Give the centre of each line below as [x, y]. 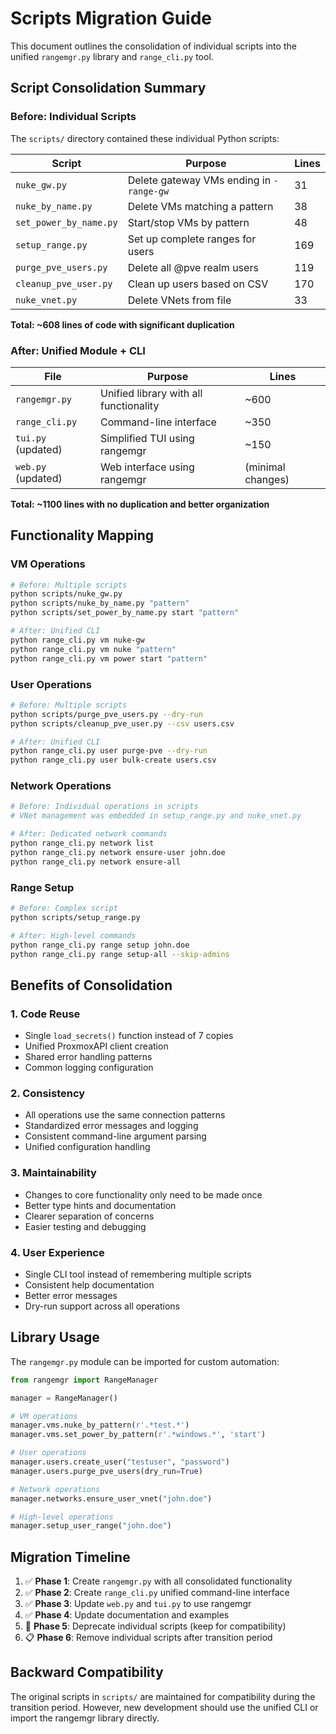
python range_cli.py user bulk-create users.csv [113, 760]
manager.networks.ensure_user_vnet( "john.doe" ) [111, 1498]
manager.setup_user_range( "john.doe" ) [91, 1526]
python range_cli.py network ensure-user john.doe [118, 852]
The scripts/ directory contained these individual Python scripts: [145, 138]
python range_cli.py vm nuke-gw [77, 640]
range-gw [148, 191]
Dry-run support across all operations [102, 1306]
